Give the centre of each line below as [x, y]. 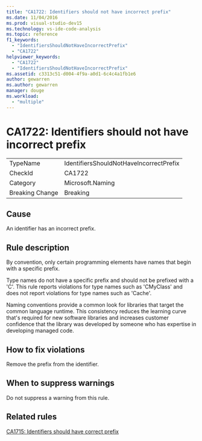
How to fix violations [46, 349]
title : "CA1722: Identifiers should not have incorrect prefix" [89, 12]
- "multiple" [28, 102]
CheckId [21, 173]
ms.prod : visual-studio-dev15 [44, 23]
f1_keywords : [23, 40]
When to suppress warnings [60, 383]
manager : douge [25, 91]
